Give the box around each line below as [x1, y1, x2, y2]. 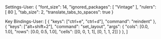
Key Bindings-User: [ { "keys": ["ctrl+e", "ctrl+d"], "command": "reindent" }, [5, 19, 157, 24]
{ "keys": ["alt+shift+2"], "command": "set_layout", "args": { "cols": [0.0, [5, 24, 149, 29]
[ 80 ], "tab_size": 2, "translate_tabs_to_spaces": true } [5, 9, 114, 15]
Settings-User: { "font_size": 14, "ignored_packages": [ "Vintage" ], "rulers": [5, 4, 157, 10]
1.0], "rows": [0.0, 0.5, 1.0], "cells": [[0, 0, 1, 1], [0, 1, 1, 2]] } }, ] [5, 29, 128, 34]
